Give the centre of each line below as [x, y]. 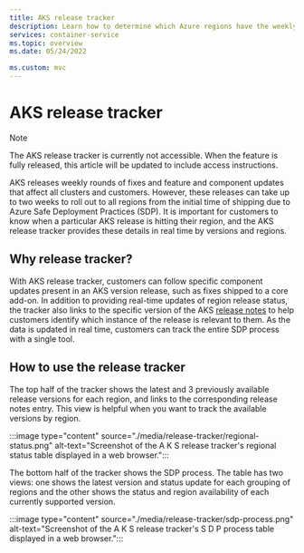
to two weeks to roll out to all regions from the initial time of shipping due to [150, 201]
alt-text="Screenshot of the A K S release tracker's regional [166, 445]
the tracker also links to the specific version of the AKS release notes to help [152, 310]
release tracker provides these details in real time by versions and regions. [148, 230]
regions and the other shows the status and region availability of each [139, 491]
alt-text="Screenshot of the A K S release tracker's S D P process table [142, 529]
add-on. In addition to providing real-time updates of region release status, [148, 300]
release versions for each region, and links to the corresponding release [143, 399]
